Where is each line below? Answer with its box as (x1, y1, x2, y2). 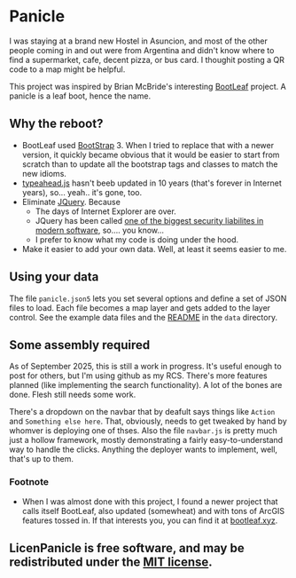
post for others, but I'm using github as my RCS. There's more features (9, 370, 268, 381)
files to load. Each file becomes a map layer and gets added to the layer (9, 302, 271, 313)
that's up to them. (9, 454, 74, 464)
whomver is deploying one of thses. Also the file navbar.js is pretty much (9, 425, 277, 436)
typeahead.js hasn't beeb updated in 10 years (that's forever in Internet (21, 178, 282, 188)
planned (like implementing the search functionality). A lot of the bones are (9, 380, 283, 391)
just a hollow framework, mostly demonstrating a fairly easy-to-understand (9, 435, 284, 446)
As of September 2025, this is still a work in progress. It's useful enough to (9, 361, 282, 372)
